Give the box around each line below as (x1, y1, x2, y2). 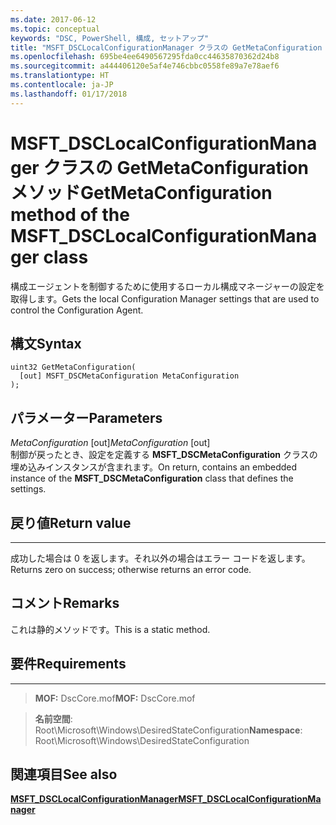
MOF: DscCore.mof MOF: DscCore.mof (34, 692, 196, 704)
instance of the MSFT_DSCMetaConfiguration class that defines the (10, 472, 294, 485)
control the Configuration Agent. (10, 304, 144, 316)
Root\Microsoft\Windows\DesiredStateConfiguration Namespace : (34, 724, 303, 736)
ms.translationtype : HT (10, 71, 110, 81)
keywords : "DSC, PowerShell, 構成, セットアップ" (10, 33, 210, 43)
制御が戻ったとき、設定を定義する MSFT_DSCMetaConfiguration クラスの (10, 449, 318, 461)
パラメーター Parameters (10, 409, 163, 426)
